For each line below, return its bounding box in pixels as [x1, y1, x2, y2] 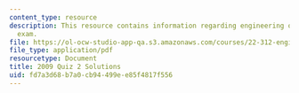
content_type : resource [9, 12, 98, 22]
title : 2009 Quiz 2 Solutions [9, 63, 122, 72]
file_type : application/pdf [9, 46, 114, 55]
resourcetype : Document [9, 54, 98, 63]
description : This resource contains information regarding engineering [9, 21, 285, 30]
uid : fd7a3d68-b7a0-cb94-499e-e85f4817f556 [9, 71, 174, 80]
